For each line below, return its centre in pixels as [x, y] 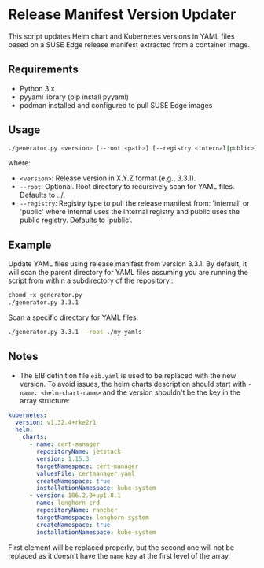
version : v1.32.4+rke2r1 [56, 422]
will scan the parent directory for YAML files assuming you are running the [128, 273]
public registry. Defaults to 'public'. [76, 220]
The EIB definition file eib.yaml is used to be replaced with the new [128, 375]
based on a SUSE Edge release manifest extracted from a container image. [129, 44]
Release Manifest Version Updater [122, 15]
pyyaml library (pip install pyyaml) [74, 97]
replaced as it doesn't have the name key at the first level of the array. [119, 555]
